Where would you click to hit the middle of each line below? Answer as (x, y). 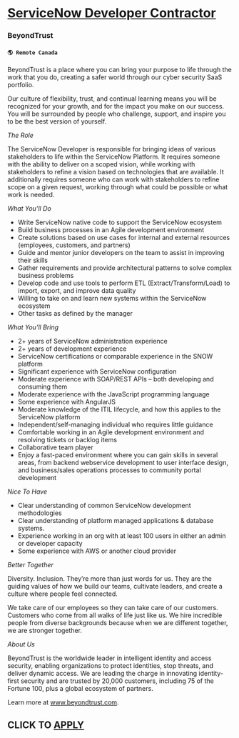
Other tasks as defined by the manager (75, 314)
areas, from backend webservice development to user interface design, (123, 463)
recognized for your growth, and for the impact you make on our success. (116, 106)
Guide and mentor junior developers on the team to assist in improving (121, 253)
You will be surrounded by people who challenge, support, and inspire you (117, 114)
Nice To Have (27, 492)
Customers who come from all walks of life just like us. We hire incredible (115, 615)
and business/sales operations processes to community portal (109, 470)
